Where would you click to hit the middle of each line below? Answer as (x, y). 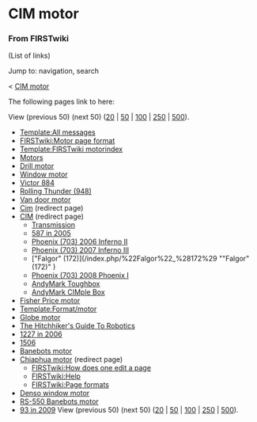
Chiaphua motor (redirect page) (71, 359)
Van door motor (45, 200)
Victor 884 (37, 183)
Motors (31, 158)
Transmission (53, 225)
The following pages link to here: (61, 102)
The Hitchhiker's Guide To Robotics (77, 326)
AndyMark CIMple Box (68, 292)
